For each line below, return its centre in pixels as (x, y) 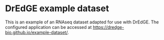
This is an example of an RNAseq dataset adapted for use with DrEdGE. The (82, 22)
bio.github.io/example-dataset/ (36, 32)
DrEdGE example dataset (57, 9)
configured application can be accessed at (49, 27)
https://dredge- (108, 27)
